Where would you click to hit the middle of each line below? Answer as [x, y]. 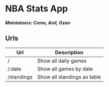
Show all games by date [65, 69]
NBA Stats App [37, 9]
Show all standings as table [69, 77]
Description [69, 52]
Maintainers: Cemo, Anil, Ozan [38, 22]
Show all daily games [62, 61]
